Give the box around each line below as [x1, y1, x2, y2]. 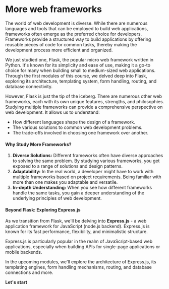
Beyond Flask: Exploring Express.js [5, 206, 81, 212]
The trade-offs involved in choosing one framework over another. [12, 129, 149, 135]
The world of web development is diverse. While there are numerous [5, 20, 148, 26]
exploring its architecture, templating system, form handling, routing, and [5, 78, 157, 84]
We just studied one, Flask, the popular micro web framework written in [5, 56, 154, 62]
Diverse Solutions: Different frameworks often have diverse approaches [12, 153, 163, 159]
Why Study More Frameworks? [5, 141, 72, 147]
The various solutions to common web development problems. [12, 124, 143, 130]
